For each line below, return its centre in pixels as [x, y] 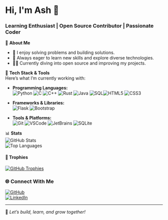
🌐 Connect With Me [29, 181]
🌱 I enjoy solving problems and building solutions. [63, 52]
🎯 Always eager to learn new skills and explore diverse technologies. [83, 58]
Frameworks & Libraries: [38, 103]
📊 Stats [14, 133]
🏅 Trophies [17, 157]
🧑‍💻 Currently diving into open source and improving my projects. [79, 63]
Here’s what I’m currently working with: [45, 78]
